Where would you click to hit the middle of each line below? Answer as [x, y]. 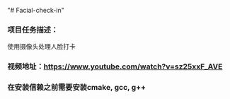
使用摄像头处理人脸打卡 [41, 47]
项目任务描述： [33, 30]
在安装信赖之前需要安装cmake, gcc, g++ [77, 88]
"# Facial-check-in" [36, 10]
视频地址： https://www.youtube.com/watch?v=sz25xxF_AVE [115, 66]
